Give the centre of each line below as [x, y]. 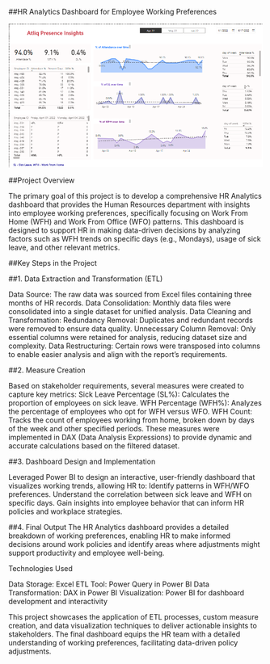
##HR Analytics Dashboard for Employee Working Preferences [112, 12]
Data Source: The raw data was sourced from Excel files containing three [130, 295]
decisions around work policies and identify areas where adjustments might [134, 544]
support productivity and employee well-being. [86, 553]
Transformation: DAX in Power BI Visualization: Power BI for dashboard [127, 593]
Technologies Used [40, 569]
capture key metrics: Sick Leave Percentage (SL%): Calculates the [119, 394]
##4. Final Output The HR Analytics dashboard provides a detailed [118, 527]
